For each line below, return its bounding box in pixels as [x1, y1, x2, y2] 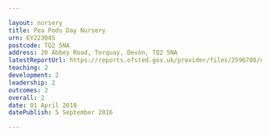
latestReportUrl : [8, 56, 67, 64]
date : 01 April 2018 [8, 101, 78, 109]
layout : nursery [8, 19, 63, 27]
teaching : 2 [8, 64, 48, 72]
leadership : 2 [8, 78, 56, 87]
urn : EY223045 [8, 34, 56, 42]
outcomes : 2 [8, 86, 48, 94]
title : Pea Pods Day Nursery [8, 26, 106, 35]
